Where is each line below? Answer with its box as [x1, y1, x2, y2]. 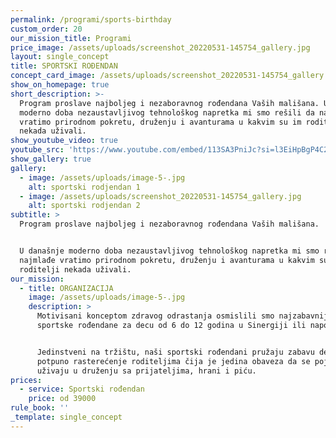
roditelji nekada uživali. [19, 264, 132, 275]
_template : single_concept [10, 412, 123, 422]
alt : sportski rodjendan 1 [28, 182, 141, 192]
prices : [10, 375, 43, 385]
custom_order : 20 [10, 24, 83, 34]
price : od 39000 [28, 394, 97, 404]
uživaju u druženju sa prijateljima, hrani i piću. [36, 366, 257, 376]
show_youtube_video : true [10, 136, 118, 146]
